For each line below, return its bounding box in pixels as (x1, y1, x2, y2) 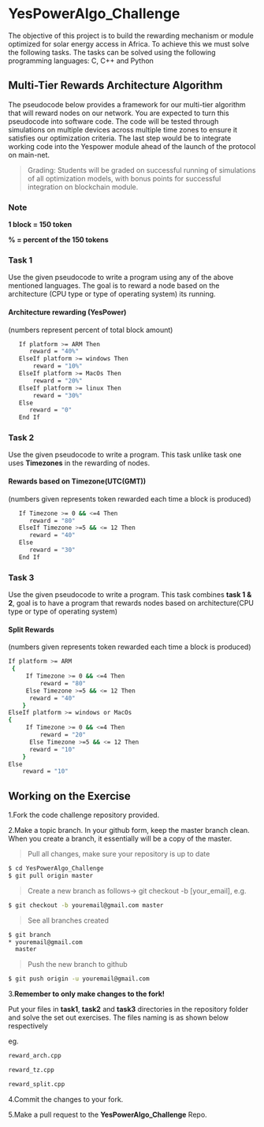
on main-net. (8, 150, 50, 159)
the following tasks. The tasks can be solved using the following (8, 47, 216, 57)
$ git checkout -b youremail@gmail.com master (8, 901, 164, 909)
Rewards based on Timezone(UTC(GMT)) (8, 476, 147, 486)
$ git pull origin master (8, 871, 93, 879)
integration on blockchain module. (27, 182, 139, 192)
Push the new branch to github (27, 960, 128, 969)
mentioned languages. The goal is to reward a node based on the (8, 281, 220, 290)
